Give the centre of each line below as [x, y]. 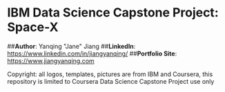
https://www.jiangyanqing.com [51, 60]
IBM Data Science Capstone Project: [113, 13]
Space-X [33, 27]
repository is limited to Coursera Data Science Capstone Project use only [111, 81]
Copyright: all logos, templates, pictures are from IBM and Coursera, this [110, 74]
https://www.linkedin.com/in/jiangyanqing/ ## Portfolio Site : [92, 54]
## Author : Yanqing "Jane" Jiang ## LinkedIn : [71, 46]
